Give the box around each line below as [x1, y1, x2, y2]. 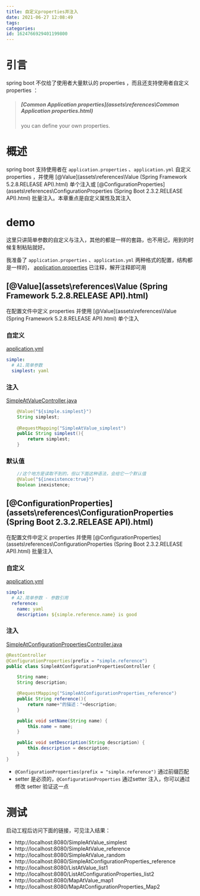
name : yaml [17, 606, 44, 612]
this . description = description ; [27, 745, 111, 752]
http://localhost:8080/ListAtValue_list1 [14, 864, 108, 871]
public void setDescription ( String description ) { [17, 740, 145, 746]
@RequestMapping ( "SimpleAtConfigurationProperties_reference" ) [17, 690, 177, 697]
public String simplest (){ [17, 431, 84, 437]
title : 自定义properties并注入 [6, 8, 79, 15]
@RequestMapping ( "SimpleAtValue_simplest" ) [17, 425, 127, 431]
